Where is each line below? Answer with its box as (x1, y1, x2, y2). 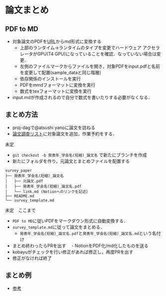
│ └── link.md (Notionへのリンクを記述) (5, 189, 88, 194)
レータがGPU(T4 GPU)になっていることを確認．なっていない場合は (19, 51, 157, 57)
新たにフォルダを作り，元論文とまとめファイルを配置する (12, 158, 130, 164)
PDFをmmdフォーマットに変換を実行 (19, 82, 96, 88)
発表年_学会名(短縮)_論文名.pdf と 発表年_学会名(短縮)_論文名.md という (19, 230, 153, 236)
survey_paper (5, 168, 32, 173)
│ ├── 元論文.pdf (5, 179, 43, 184)
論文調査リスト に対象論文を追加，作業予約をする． (12, 130, 117, 137)
